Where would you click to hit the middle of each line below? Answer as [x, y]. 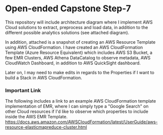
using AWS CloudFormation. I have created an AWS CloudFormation [74, 47]
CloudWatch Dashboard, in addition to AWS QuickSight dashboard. [73, 63]
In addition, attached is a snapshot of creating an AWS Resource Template [81, 42]
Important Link [23, 90]
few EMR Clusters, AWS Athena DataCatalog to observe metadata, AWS [78, 57]
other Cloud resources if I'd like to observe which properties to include [77, 111]
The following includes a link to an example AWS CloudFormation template [81, 101]
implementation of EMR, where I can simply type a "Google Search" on [77, 107]
